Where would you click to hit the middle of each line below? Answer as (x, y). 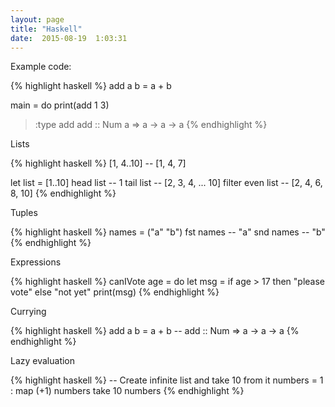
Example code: (41, 67)
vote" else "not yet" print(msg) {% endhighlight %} (115, 292)
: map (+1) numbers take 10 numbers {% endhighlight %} (127, 391)
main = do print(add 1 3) (60, 105)
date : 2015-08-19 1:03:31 (69, 38)
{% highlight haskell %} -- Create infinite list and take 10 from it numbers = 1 (167, 380)
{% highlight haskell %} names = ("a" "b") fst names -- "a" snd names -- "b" (168, 232)
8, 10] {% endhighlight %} (63, 193)
